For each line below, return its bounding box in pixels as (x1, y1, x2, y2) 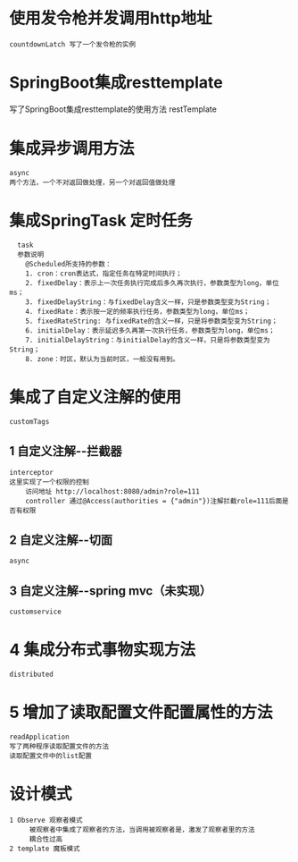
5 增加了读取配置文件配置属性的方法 (9, 703, 274, 723)
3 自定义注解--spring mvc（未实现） (9, 583, 212, 598)
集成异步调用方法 (9, 139, 136, 159)
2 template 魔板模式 (9, 844, 80, 853)
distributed (9, 670, 54, 680)
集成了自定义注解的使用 (9, 386, 182, 407)
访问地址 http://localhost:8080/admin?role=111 (25, 486, 201, 496)
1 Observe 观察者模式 (9, 816, 83, 824)
